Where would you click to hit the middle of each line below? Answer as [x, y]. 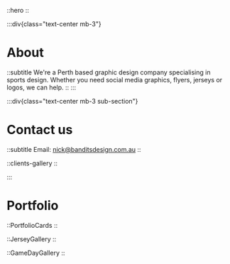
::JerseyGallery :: [32, 239]
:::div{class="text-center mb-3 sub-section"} [72, 101]
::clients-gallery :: [32, 163]
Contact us [40, 130]
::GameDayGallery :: [36, 253]
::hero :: [18, 10]
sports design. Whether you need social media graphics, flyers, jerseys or [115, 79]
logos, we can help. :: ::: [42, 87]
